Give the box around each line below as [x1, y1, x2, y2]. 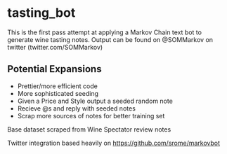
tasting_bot [7, 5, 76, 21]
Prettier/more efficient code [17, 82, 98, 90]
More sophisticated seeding [17, 89, 99, 97]
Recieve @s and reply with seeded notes [17, 104, 136, 113]
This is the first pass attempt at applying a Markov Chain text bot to [7, 28, 202, 36]
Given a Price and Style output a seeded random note [17, 97, 174, 105]
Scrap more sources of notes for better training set [17, 111, 165, 120]
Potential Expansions [7, 63, 102, 75]
